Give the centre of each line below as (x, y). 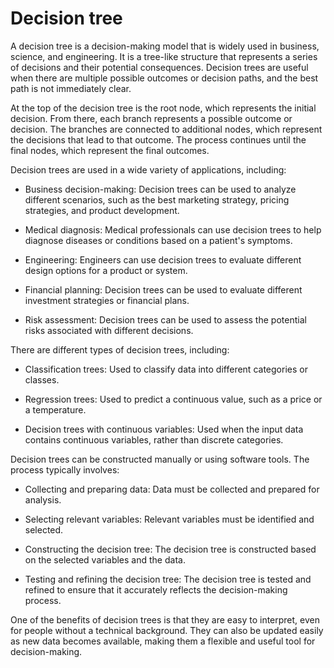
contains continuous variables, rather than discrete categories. (154, 439)
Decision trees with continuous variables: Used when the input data (164, 429)
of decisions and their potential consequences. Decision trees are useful (159, 67)
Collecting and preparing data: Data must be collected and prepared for (172, 489)
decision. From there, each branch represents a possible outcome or (151, 118)
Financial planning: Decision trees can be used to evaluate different (163, 289)
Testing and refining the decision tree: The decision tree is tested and (168, 579)
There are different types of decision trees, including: (120, 349)
